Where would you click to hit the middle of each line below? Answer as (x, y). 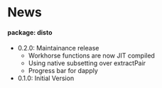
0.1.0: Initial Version (46, 78)
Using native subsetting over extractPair (87, 63)
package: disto (30, 32)
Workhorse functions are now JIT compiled (91, 56)
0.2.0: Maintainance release (58, 48)
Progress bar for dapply (63, 71)
